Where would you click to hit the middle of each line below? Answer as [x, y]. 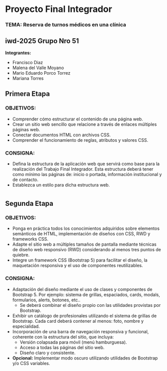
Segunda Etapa [29, 204]
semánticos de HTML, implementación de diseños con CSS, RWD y [81, 234]
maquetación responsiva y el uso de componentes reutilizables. [78, 266]
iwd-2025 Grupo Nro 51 [42, 41]
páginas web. [26, 129]
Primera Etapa [28, 94]
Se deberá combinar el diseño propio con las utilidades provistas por [90, 305]
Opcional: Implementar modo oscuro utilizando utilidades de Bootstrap [85, 358]
